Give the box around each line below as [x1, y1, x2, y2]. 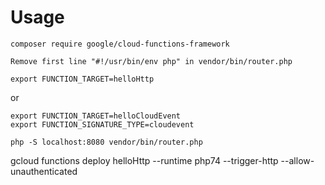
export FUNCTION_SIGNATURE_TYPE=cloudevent [10, 119, 195, 130]
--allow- [280, 154, 315, 166]
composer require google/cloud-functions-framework [10, 39, 230, 49]
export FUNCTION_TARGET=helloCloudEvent [10, 111, 182, 121]
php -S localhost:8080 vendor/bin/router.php [10, 137, 203, 147]
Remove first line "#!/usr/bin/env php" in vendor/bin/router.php [10, 56, 293, 66]
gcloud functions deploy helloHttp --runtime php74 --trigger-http [10, 154, 279, 166]
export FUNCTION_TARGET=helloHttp [10, 74, 155, 84]
